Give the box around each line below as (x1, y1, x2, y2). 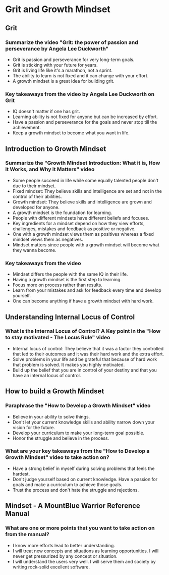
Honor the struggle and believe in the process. (12, 435, 109, 441)
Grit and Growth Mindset (5, 4, 111, 15)
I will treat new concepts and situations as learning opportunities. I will (12, 548, 159, 554)
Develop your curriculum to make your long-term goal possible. (12, 430, 145, 436)
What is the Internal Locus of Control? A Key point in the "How (5, 328, 161, 335)
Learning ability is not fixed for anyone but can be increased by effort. (12, 114, 158, 120)
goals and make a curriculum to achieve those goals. (12, 481, 123, 488)
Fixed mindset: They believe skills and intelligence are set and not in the (12, 188, 162, 194)
